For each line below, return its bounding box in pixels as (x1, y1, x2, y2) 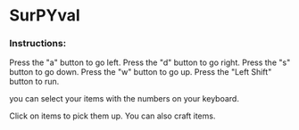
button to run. (9, 77, 60, 87)
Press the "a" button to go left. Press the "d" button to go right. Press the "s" (9, 57, 291, 68)
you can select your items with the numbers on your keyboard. (9, 93, 239, 104)
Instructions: (9, 37, 67, 50)
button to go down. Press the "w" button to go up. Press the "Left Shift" (9, 67, 272, 77)
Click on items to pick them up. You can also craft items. (9, 110, 216, 121)
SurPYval (9, 5, 80, 26)
